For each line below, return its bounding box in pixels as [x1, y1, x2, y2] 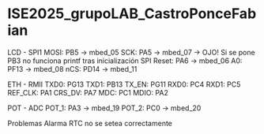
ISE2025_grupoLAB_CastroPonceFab [7, 5, 257, 23]
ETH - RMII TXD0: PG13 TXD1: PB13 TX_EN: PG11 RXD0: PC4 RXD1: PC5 [7, 80, 241, 89]
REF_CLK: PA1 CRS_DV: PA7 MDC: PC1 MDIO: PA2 [7, 87, 169, 97]
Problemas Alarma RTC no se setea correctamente [7, 118, 173, 128]
